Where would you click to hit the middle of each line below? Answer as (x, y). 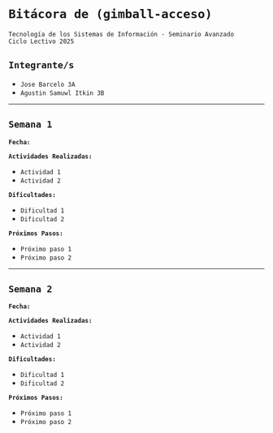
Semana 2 (30, 289)
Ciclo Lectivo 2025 (41, 41)
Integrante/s (41, 65)
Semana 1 (30, 124)
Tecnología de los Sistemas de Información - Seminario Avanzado (121, 34)
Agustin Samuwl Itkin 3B (62, 93)
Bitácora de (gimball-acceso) (110, 14)
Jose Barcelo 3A (48, 84)
